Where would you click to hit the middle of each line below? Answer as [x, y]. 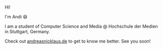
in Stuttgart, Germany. [27, 31]
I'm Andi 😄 [16, 17]
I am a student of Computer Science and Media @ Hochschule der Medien [81, 26]
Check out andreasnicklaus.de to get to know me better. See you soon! [78, 41]
